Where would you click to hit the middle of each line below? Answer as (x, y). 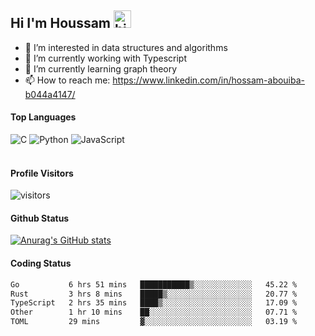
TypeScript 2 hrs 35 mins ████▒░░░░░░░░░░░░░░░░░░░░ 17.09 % (154, 303)
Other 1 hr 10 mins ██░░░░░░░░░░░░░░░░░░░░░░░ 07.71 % (154, 312)
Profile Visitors (42, 173)
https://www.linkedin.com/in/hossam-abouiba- (209, 80)
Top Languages (43, 117)
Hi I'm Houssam (61, 23)
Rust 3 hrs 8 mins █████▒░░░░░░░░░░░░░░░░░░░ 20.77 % (154, 294)
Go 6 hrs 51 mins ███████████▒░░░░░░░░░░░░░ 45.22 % (154, 284)
